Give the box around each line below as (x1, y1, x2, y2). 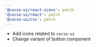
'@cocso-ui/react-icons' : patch (5, 7, 74, 13)
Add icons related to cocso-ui (12, 31, 75, 37)
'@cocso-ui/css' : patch (5, 17, 56, 22)
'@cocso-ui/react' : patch (5, 12, 60, 17)
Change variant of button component (12, 36, 91, 42)
